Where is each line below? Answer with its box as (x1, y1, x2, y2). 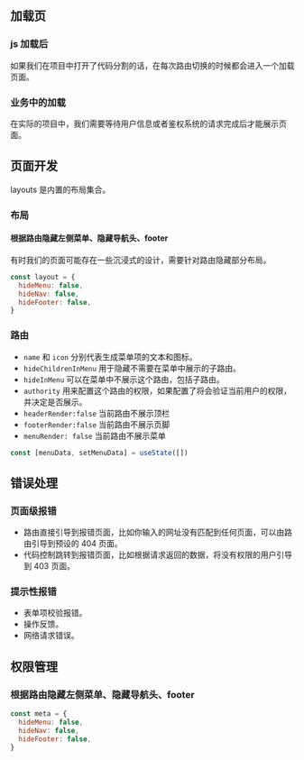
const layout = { (10, 272, 76, 281)
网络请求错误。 (23, 630, 79, 641)
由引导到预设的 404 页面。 (23, 538, 123, 549)
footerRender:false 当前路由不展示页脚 (23, 418, 170, 430)
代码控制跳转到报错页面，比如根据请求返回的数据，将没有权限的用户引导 (23, 549, 292, 561)
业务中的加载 (10, 96, 67, 108)
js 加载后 (10, 38, 49, 50)
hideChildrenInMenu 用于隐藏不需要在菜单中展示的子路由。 (23, 362, 242, 373)
